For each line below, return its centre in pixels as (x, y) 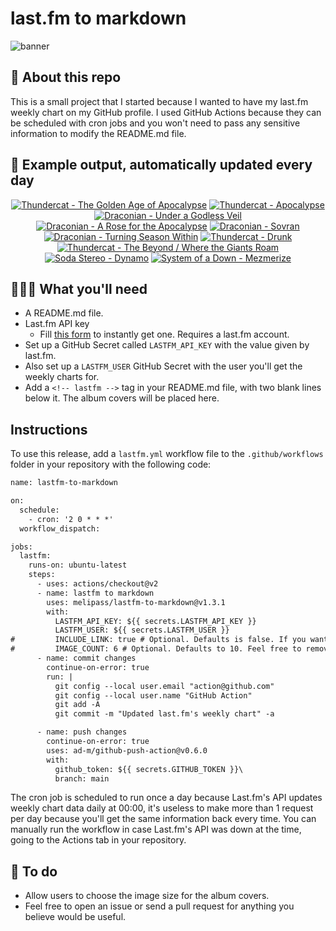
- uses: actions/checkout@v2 (97, 584)
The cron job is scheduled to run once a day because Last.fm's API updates (166, 798)
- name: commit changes (86, 658)
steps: (42, 575)
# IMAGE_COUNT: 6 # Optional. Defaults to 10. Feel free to (156, 649)
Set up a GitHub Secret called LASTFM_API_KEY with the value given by (167, 345)
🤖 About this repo (66, 77)
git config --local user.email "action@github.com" (164, 686)
